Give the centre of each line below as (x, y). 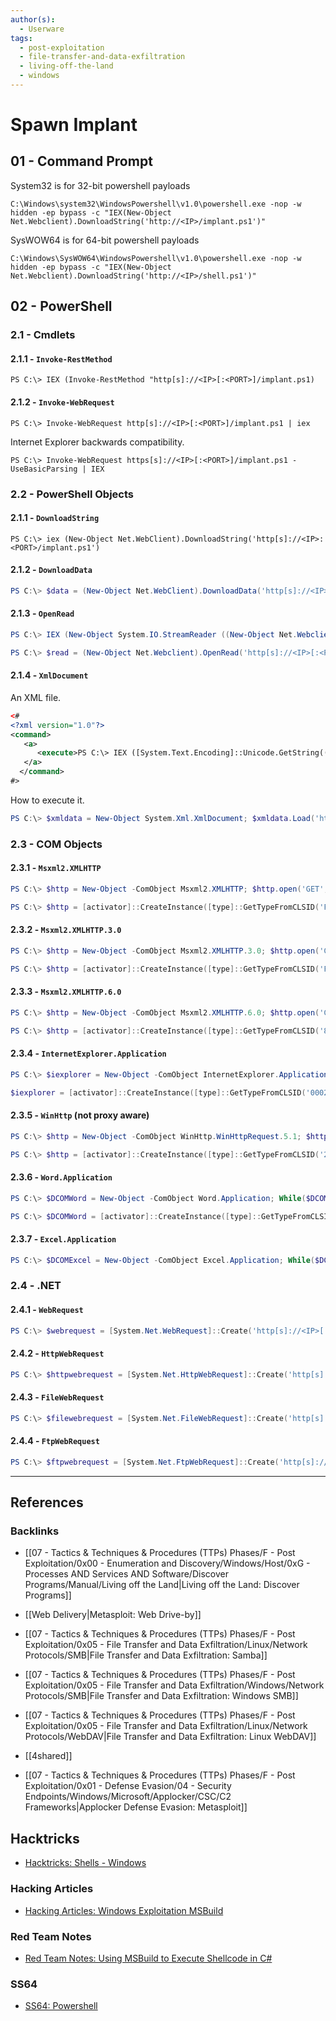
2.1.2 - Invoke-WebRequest (62, 402)
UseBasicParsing (44, 469)
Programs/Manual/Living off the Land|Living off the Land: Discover (162, 1585)
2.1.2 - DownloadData (51, 570)
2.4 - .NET (36, 1286)
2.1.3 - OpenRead (42, 613)
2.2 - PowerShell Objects (72, 494)
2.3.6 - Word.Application (61, 1177)
